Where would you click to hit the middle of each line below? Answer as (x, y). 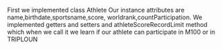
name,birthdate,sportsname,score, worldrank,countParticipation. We (105, 17)
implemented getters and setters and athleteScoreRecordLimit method (107, 24)
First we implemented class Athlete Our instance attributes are (96, 10)
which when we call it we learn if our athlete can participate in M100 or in (111, 32)
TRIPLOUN (22, 39)
